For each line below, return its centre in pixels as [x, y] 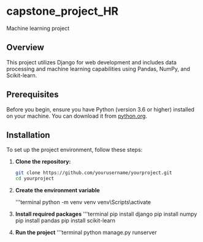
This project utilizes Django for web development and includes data [91, 62]
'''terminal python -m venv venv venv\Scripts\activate [83, 202]
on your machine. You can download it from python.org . [77, 116]
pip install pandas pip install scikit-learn [65, 221]
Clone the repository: [43, 162]
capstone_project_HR [62, 11]
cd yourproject [35, 179]
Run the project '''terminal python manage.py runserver [86, 233]
